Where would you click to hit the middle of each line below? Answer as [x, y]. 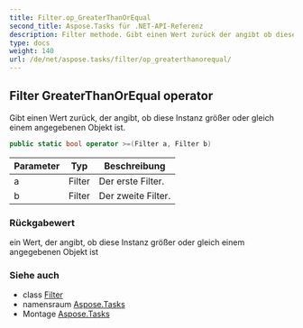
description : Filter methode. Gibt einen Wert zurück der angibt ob [141, 34]
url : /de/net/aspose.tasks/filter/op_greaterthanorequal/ [120, 59]
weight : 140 [32, 51]
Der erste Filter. [132, 181]
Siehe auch [35, 275]
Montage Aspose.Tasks [66, 314]
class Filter [42, 295]
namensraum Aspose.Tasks [74, 305]
